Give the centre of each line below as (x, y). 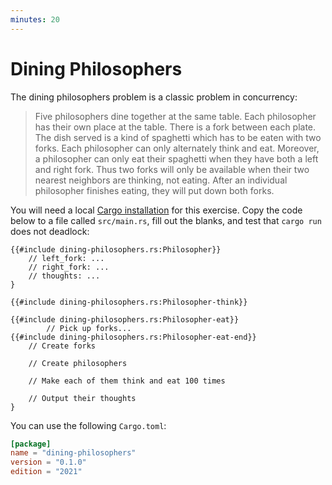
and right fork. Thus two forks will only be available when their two (172, 169)
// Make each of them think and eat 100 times (127, 381)
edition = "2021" (46, 472)
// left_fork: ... (66, 258)
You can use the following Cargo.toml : (88, 425)
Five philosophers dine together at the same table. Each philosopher (175, 116)
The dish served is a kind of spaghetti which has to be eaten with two (178, 137)
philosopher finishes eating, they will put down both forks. (154, 190)
